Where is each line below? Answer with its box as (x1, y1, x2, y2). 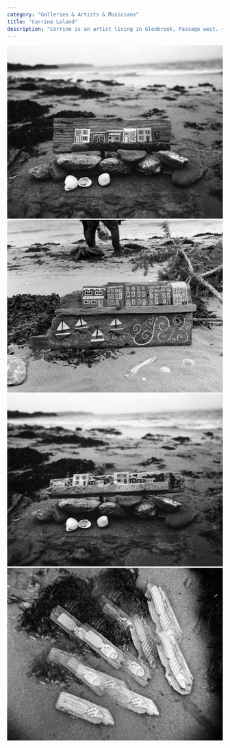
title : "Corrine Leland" (7, 18, 78, 25)
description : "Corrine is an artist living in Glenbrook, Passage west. (7, 25, 219, 32)
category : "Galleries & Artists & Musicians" (7, 11, 139, 18)
